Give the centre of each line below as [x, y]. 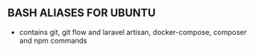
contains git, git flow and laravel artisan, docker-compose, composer [133, 32]
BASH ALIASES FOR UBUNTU [82, 13]
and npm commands [53, 40]
